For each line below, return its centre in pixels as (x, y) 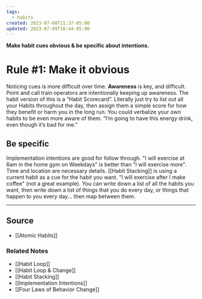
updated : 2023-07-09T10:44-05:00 (48, 29)
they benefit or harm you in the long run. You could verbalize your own (94, 112)
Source (20, 221)
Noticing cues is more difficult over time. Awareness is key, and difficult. (96, 86)
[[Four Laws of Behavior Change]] (57, 289)
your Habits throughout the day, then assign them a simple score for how (96, 106)
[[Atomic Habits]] (36, 235)
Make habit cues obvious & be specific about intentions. (78, 46)
